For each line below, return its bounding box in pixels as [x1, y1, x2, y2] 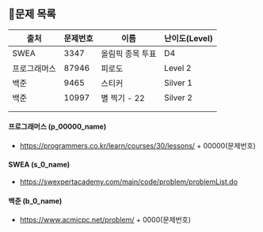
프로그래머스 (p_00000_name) [8, 122, 107, 132]
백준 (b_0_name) [8, 196, 63, 205]
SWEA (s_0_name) [8, 159, 71, 169]
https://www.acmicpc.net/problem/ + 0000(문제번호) [19, 215, 192, 225]
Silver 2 [163, 92, 192, 103]
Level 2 [163, 62, 192, 73]
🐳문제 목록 [8, 7, 57, 21]
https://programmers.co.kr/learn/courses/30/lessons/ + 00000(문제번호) [19, 141, 256, 151]
